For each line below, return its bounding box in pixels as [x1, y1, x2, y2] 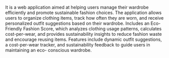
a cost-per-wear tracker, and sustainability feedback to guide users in [5, 42, 150, 47]
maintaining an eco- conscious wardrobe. [5, 47, 92, 53]
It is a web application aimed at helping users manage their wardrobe [5, 5, 149, 10]
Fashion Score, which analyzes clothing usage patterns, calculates [23, 26, 162, 32]
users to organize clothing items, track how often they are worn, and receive [5, 15, 164, 21]
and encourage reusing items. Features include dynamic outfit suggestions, [5, 36, 162, 42]
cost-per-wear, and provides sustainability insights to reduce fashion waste [5, 31, 162, 37]
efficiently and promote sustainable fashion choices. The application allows [5, 10, 162, 16]
